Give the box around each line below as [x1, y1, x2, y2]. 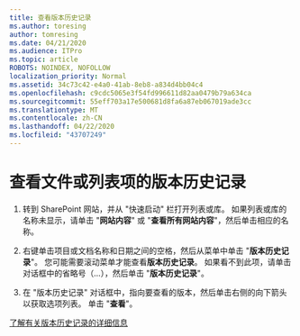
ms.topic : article [9, 55, 78, 64]
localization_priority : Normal [9, 72, 127, 81]
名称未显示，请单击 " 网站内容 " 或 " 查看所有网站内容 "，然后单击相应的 [22, 214, 281, 225]
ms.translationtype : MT [9, 105, 99, 114]
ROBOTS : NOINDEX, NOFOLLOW [9, 64, 111, 73]
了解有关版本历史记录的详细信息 [9, 317, 128, 328]
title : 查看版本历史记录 [9, 13, 92, 23]
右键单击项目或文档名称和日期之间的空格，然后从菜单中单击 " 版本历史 [22, 245, 282, 256]
